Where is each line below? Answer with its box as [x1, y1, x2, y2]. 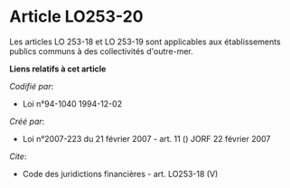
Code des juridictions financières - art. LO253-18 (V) [22, 168, 219, 179]
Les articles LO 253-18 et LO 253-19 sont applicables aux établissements [9, 36, 282, 47]
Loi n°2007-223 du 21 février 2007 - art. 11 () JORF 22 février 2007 [22, 133, 271, 144]
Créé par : [9, 116, 45, 127]
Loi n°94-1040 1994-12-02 [22, 98, 123, 109]
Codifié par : [9, 80, 54, 91]
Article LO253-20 [9, 6, 144, 27]
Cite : [9, 151, 27, 162]
